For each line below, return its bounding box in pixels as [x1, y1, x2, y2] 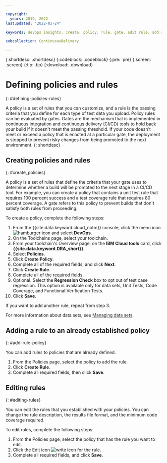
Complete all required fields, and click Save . [12, 452, 103, 458]
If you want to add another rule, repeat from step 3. [5, 303, 111, 309]
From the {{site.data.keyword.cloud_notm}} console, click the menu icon [12, 224, 161, 230]
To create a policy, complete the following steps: [5, 215, 105, 221]
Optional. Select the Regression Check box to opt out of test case [12, 277, 148, 283]
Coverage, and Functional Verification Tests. [12, 288, 104, 294]
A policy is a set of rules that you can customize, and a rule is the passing [5, 105, 156, 111]
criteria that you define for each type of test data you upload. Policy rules [5, 110, 155, 116]
